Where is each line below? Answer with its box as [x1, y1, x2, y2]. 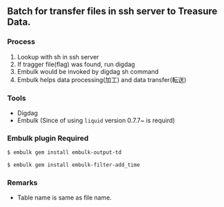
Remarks [7, 177, 38, 187]
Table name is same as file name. [17, 193, 112, 202]
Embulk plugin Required [7, 133, 89, 143]
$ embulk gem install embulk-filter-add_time [7, 161, 140, 168]
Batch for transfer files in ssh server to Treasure [7, 6, 218, 17]
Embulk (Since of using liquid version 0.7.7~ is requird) [17, 116, 176, 124]
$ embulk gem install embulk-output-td [7, 149, 122, 156]
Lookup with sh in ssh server [17, 52, 99, 61]
